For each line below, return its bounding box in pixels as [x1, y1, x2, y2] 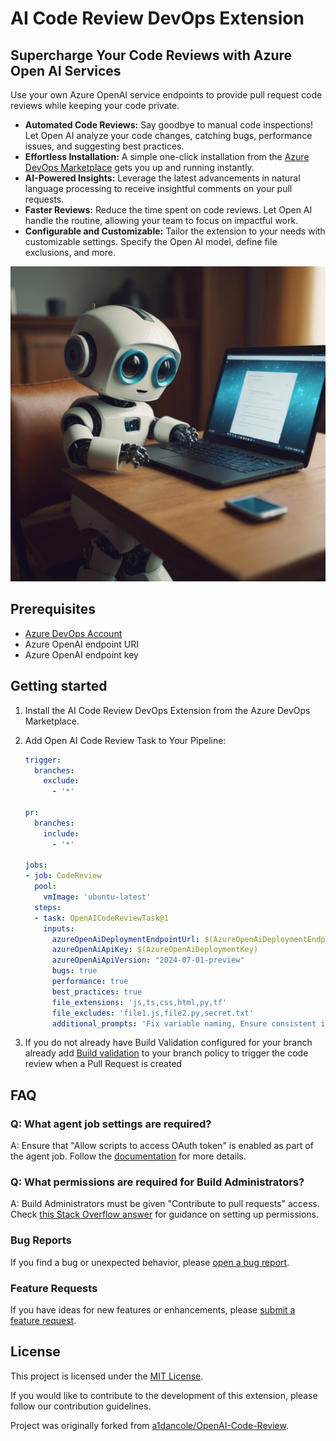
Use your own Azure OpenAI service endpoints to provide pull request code [10, 89, 323, 101]
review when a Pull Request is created [24, 1058, 183, 1070]
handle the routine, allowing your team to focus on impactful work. [24, 215, 299, 226]
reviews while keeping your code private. [10, 100, 180, 111]
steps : [34, 902, 62, 912]
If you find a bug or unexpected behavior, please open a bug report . [10, 1256, 290, 1268]
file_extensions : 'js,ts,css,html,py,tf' [51, 997, 227, 1007]
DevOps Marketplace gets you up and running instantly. [24, 162, 255, 173]
